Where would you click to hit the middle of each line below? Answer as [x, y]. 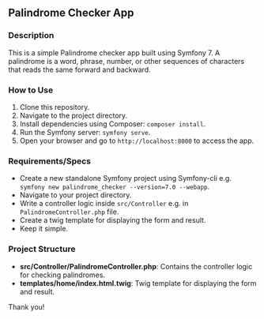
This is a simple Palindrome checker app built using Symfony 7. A [114, 53]
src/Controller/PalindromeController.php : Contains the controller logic [136, 266]
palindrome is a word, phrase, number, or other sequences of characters [126, 61]
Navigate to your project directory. [75, 195]
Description [31, 36]
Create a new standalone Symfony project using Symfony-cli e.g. [125, 178]
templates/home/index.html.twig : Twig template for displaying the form [138, 283]
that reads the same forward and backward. [80, 69]
